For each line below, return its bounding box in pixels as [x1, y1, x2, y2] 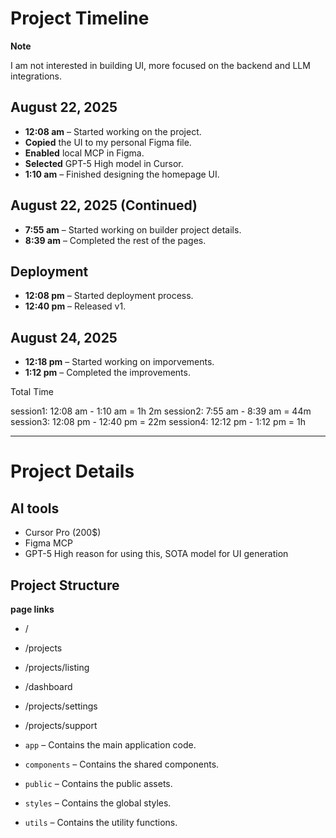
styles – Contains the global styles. [24, 797, 172, 809]
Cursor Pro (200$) [24, 527, 102, 539]
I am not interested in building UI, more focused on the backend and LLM [10, 59, 311, 71]
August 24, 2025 [10, 329, 118, 346]
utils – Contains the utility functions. [24, 817, 178, 828]
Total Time [10, 386, 55, 398]
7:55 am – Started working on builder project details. [24, 223, 242, 236]
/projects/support [24, 720, 98, 731]
